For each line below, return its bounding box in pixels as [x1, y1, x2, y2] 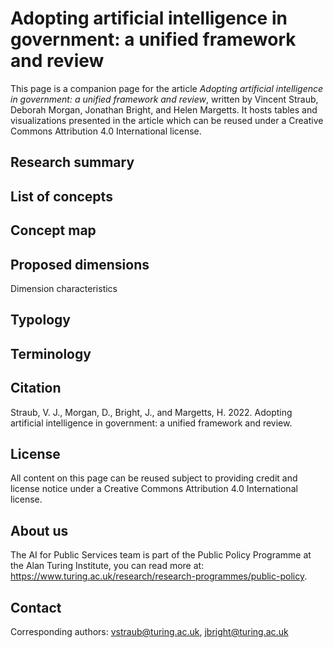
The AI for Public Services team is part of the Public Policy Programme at [10, 549, 312, 561]
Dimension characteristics [10, 282, 118, 294]
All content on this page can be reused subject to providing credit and [10, 472, 298, 484]
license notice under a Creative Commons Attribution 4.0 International [10, 483, 298, 495]
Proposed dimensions [10, 256, 150, 273]
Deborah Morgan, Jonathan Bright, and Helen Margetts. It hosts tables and [10, 103, 318, 116]
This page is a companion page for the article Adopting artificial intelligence [10, 82, 324, 94]
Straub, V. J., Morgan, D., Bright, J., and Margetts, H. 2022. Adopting [10, 406, 293, 418]
